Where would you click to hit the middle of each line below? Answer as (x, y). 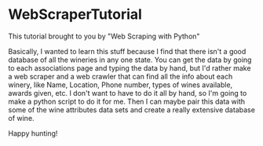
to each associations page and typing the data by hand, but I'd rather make (130, 68)
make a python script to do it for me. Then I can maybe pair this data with (127, 101)
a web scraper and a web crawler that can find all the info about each (121, 76)
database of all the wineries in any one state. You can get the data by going (130, 60)
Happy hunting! (33, 133)
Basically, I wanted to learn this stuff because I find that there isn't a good (127, 51)
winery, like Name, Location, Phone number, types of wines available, (121, 85)
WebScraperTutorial (75, 15)
